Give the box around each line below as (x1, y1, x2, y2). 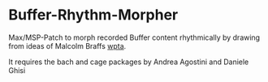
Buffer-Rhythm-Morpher (8, 6, 179, 24)
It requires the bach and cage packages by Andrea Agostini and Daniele (8, 57, 249, 67)
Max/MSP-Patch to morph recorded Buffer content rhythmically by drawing (8, 32, 261, 42)
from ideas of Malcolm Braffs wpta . (8, 41, 127, 50)
